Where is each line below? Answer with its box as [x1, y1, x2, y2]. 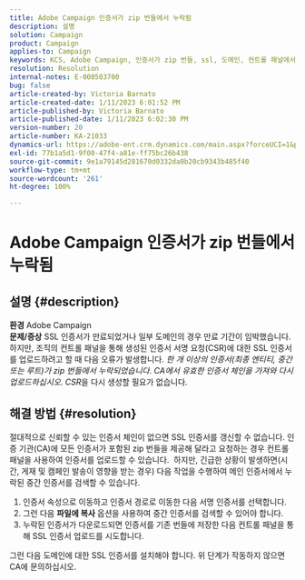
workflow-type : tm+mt [9, 165, 92, 175]
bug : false [9, 81, 51, 90]
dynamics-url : [9, 140, 64, 149]
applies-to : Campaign [9, 47, 92, 56]
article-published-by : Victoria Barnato [9, 106, 165, 115]
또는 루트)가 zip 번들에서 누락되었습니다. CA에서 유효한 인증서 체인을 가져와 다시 [9, 365, 293, 376]
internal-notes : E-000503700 [9, 73, 120, 82]
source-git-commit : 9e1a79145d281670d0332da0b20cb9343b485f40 [9, 156, 250, 166]
